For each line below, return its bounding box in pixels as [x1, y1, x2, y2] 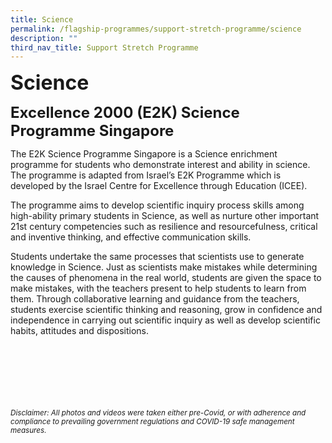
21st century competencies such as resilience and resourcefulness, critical [10, 221, 318, 233]
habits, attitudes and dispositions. [10, 325, 150, 337]
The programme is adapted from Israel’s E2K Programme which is [10, 169, 282, 181]
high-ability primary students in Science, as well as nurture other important [10, 210, 320, 222]
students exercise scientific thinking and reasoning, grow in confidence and [10, 304, 323, 316]
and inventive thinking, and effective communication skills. [10, 231, 252, 243]
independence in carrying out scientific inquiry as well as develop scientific [10, 314, 321, 326]
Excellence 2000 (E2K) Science [10, 103, 240, 123]
